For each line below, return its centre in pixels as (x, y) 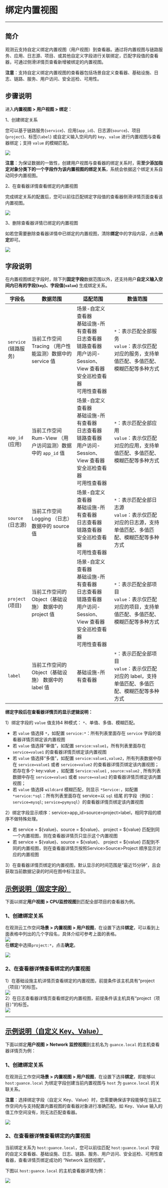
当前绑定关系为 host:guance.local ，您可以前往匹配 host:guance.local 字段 (82, 1147)
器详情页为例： (20, 1050)
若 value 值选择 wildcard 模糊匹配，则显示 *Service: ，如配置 (75, 789)
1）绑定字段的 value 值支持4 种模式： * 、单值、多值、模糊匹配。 (71, 722)
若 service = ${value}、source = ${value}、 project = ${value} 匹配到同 (86, 829)
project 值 (43, 614)
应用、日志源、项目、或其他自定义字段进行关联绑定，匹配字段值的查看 (86, 55)
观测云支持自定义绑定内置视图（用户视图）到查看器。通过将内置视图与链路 (82, 49)
